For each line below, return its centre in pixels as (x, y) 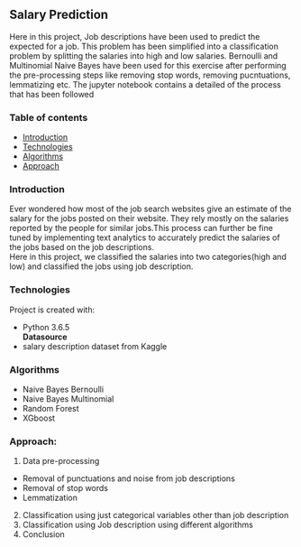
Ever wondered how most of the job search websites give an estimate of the (150, 209)
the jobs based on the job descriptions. (82, 247)
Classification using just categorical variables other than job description (155, 515)
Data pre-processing (61, 461)
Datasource (45, 337)
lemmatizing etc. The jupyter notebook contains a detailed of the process (146, 84)
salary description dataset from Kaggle (95, 346)
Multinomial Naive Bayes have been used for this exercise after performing (148, 65)
